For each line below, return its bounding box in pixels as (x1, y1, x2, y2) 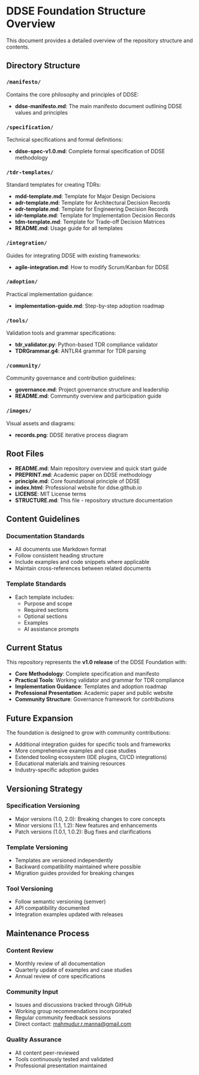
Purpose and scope (23, 599, 73, 607)
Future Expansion (6, 713, 74, 723)
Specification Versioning (6, 802, 80, 810)
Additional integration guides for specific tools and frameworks (14, 740, 171, 748)
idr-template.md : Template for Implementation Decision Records (14, 212, 176, 219)
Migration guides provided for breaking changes (14, 870, 135, 877)
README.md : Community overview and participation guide (14, 392, 162, 400)
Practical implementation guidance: (6, 290, 94, 298)
